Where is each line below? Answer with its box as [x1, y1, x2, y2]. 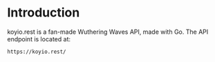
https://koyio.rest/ [7, 48, 67, 55]
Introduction [7, 5, 80, 21]
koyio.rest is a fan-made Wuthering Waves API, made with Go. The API [7, 28, 209, 36]
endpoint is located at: [7, 34, 71, 43]
